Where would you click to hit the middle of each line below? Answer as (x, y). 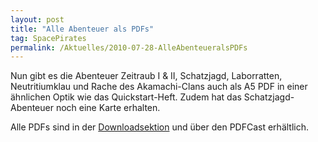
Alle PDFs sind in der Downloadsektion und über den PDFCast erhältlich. (160, 127)
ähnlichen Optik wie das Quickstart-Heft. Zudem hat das (126, 97)
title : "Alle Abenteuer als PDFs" (82, 29)
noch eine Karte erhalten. (108, 108)
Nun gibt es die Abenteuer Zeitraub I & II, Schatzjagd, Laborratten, (146, 76)
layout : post (37, 19)
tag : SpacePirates (48, 38)
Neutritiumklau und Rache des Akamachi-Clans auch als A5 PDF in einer (159, 87)
